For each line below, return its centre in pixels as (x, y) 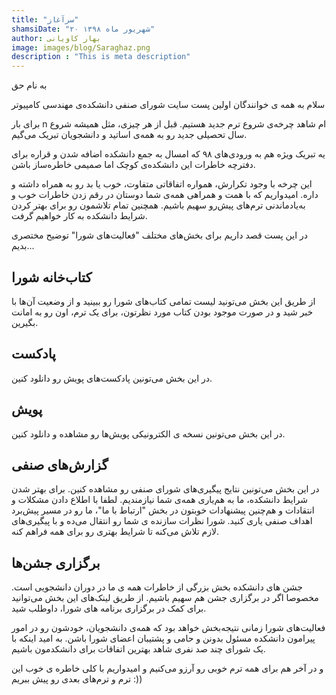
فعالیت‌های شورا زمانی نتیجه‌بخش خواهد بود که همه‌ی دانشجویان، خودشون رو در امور (168, 628)
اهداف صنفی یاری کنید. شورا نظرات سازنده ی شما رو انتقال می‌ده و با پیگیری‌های (162, 521)
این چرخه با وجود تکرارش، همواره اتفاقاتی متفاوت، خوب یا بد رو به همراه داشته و (162, 184)
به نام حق (29, 85)
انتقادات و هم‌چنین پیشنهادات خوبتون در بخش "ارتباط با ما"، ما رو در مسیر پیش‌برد (163, 510)
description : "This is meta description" (101, 57)
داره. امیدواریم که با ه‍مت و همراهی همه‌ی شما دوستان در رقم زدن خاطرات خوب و (165, 195)
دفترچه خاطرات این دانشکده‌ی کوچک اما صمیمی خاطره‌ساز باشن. (133, 165)
